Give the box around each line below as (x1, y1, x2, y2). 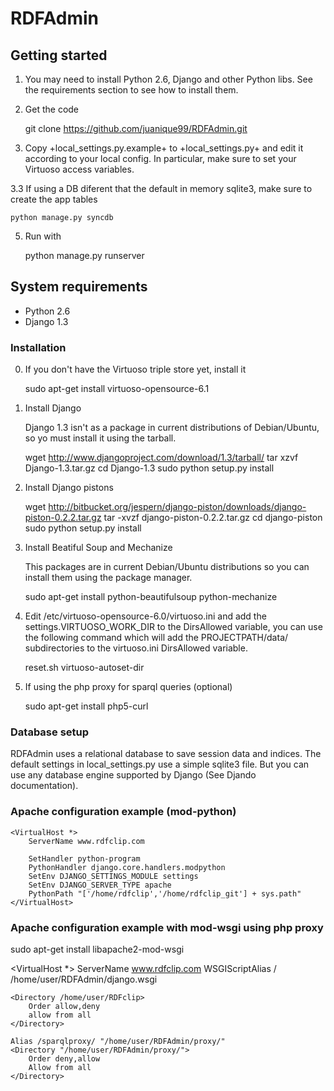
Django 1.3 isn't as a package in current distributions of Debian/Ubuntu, (24, 422, 320, 434)
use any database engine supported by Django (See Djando (10, 769, 257, 781)
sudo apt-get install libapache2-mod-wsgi (10, 943, 185, 955)
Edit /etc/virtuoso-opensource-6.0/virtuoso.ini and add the (24, 610, 267, 622)
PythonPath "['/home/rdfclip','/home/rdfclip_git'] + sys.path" (28, 888, 302, 899)
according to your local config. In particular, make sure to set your (24, 153, 297, 164)
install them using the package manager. (24, 572, 193, 584)
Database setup (10, 725, 90, 739)
